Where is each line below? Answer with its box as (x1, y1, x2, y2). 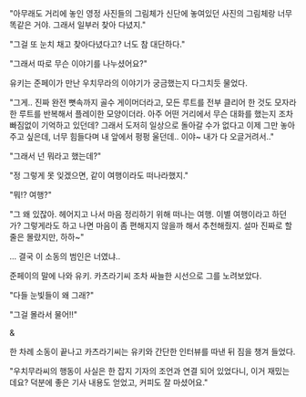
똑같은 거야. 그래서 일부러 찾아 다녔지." (9, 19, 147, 30)
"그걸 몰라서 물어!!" (9, 309, 78, 319)
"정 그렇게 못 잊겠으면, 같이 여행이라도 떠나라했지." (9, 170, 189, 181)
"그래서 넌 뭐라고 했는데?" (9, 151, 102, 162)
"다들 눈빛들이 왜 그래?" (9, 290, 94, 300)
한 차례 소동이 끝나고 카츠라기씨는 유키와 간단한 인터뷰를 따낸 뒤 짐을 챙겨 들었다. (9, 346, 296, 357)
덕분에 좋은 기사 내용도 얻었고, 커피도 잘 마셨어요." (30, 377, 209, 388)
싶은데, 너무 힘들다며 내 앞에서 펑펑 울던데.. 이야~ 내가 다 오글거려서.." (25, 131, 275, 141)
